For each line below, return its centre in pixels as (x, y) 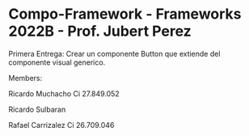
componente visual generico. (57, 62)
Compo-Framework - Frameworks (125, 14)
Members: (25, 78)
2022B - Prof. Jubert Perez (100, 31)
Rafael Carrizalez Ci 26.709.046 (61, 125)
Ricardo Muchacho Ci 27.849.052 (64, 93)
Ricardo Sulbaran (37, 109)
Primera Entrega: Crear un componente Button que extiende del (114, 53)
